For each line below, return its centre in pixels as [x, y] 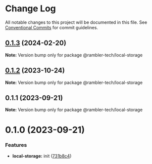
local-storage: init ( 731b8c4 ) [42, 156]
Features [16, 145]
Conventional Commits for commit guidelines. [51, 27]
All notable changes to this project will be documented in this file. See [76, 22]
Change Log [30, 9]
